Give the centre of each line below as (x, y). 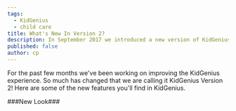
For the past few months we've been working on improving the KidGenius (113, 73)
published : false (33, 46)
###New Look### (34, 101)
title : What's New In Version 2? (56, 33)
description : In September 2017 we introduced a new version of (103, 40)
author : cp (23, 53)
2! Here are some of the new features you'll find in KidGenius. (97, 88)
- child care (33, 27)
